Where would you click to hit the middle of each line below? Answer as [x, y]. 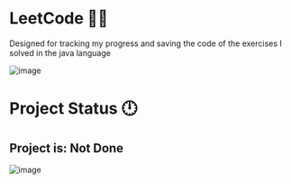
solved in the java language [60, 52]
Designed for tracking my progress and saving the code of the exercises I [145, 43]
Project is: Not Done [67, 148]
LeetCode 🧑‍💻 [59, 18]
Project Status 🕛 [73, 109]
